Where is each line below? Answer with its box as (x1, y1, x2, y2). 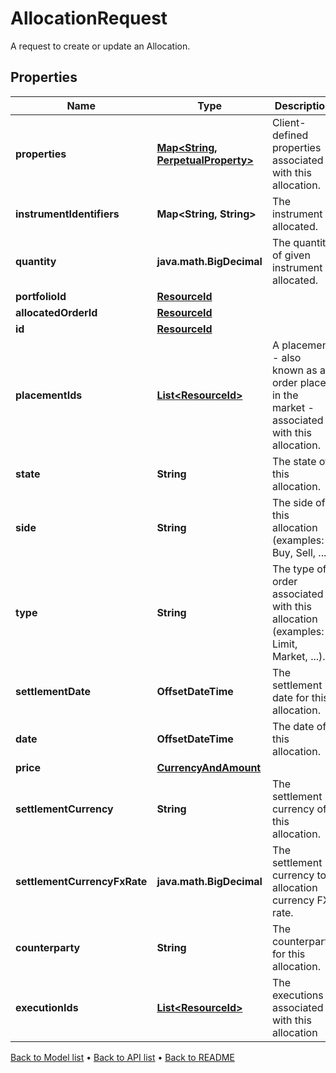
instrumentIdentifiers (15, 207, 120, 221)
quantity (15, 254, 57, 268)
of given (271, 248, 311, 262)
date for (271, 690, 310, 704)
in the (271, 388, 299, 402)
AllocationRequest (10, 7, 168, 30)
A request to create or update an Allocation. (10, 40, 191, 52)
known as (271, 363, 318, 377)
